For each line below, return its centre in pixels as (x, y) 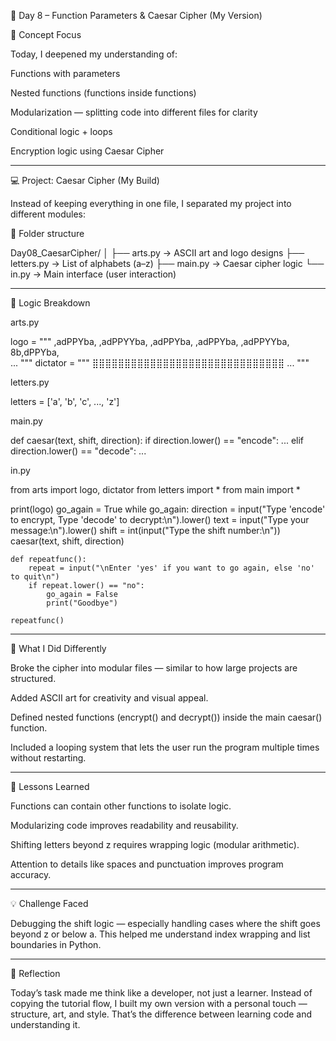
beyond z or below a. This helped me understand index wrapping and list (160, 934)
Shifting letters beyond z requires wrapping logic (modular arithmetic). (155, 844)
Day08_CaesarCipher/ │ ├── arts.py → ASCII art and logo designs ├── (157, 253)
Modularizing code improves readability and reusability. (124, 825)
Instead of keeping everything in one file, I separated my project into (151, 203)
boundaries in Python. (56, 944)
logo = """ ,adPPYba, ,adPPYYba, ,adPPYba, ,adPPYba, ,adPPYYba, (150, 341)
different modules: (48, 214)
